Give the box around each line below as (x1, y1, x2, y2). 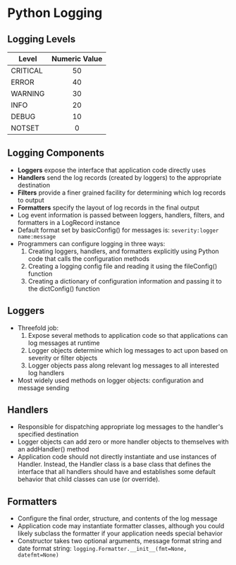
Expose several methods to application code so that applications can (27, 331, 228, 339)
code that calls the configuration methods (27, 254, 150, 262)
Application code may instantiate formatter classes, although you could (17, 522, 225, 530)
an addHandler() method (17, 445, 89, 454)
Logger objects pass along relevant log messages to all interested (27, 361, 220, 370)
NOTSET (11, 123, 40, 133)
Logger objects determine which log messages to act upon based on (27, 346, 228, 354)
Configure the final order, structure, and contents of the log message (17, 514, 218, 523)
